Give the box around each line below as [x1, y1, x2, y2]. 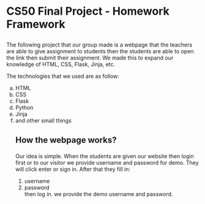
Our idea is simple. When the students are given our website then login [15, 152, 194, 160]
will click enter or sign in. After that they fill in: [15, 165, 130, 173]
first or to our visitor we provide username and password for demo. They [15, 159, 199, 166]
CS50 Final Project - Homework [6, 4, 170, 18]
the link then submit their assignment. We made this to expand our [6, 54, 174, 62]
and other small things [15, 117, 72, 124]
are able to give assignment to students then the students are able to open [6, 48, 194, 55]
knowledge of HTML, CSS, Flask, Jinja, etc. [6, 61, 116, 68]
